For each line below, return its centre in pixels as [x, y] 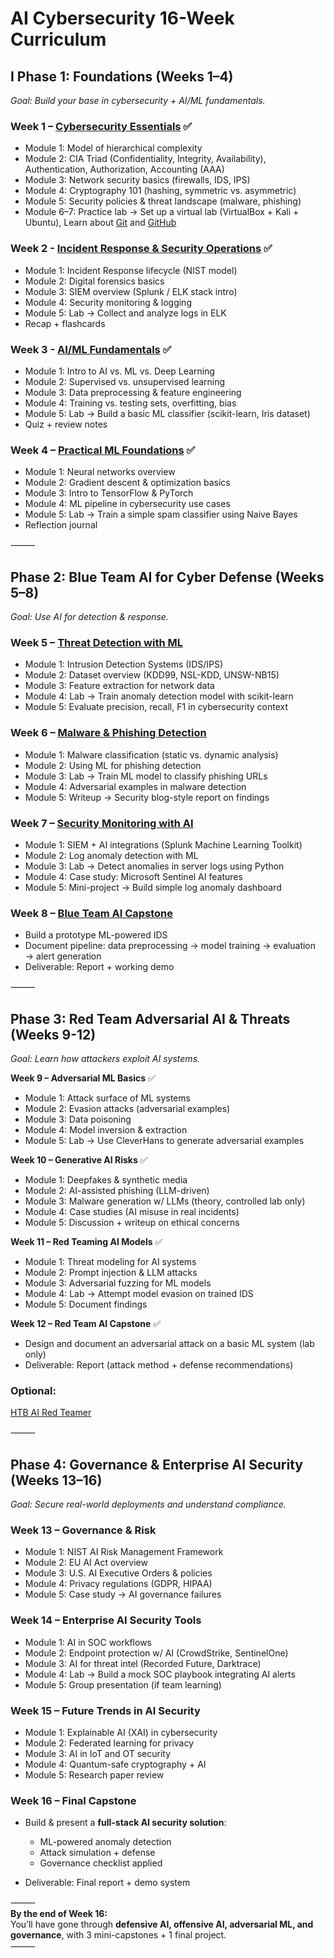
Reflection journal [61, 525]
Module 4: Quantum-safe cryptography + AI [115, 1764]
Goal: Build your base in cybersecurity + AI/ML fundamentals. [138, 100]
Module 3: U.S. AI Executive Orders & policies [118, 1573]
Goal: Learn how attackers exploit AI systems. [105, 1058]
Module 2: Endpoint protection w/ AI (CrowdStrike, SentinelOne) [156, 1653]
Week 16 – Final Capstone [73, 1800]
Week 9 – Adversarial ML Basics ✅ [83, 1078]
